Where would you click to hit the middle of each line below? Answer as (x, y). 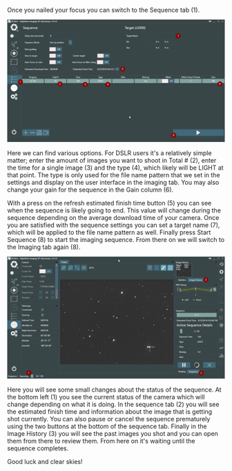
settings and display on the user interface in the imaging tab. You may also (113, 182)
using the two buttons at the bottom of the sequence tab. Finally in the (107, 426)
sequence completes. (38, 448)
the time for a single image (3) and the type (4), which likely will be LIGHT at (115, 168)
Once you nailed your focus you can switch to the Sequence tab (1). (104, 10)
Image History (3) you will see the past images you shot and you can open (113, 433)
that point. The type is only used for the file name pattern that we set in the (114, 174)
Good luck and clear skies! (45, 462)
